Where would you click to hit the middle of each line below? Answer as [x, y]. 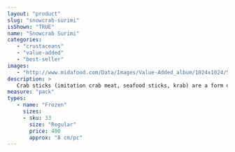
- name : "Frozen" [42, 105]
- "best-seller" [40, 60]
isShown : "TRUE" [31, 27]
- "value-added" [40, 53]
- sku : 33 [37, 118]
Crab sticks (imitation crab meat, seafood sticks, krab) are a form [120, 85]
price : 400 [45, 131]
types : [17, 99]
